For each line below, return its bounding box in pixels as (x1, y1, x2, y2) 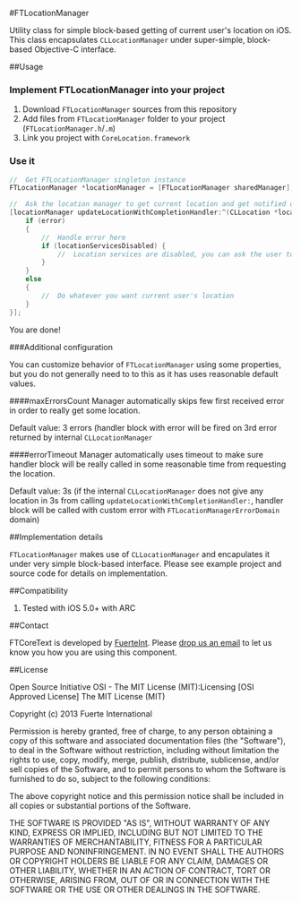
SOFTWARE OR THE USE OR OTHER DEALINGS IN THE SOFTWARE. (9, 884, 261, 895)
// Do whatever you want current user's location (41, 291, 235, 300)
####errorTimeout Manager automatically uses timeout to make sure (9, 449, 264, 460)
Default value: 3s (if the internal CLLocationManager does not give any (9, 485, 264, 496)
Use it (9, 155, 36, 168)
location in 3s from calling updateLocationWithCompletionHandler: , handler (9, 494, 284, 505)
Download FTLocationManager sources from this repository (21, 104, 237, 115)
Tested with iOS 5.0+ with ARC (21, 602, 136, 613)
